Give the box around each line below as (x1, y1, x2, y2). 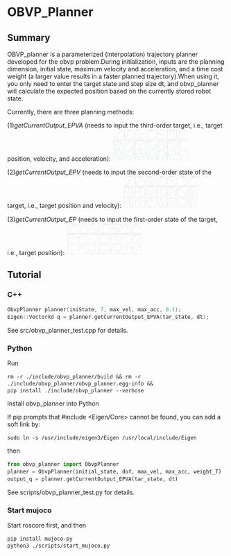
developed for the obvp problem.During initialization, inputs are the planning (7, 58, 225, 66)
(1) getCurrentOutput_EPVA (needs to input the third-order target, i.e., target (7, 121, 223, 129)
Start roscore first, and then (7, 521, 87, 530)
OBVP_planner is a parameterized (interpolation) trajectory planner (7, 50, 198, 58)
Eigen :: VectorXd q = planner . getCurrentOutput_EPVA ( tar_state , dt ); (7, 313, 209, 320)
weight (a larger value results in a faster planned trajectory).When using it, (7, 72, 220, 80)
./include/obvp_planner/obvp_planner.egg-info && (7, 381, 154, 388)
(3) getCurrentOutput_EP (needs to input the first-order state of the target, (7, 215, 218, 223)
